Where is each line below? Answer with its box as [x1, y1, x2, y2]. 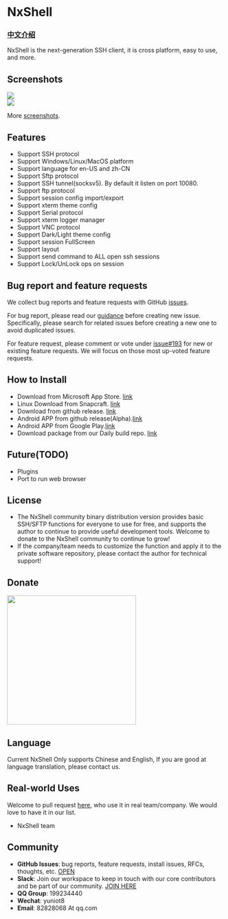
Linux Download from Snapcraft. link [16, 399, 121, 407]
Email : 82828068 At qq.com [16, 904, 98, 912]
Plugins [16, 467, 39, 476]
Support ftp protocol [16, 187, 76, 195]
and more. [7, 53, 36, 62]
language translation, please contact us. [7, 763, 121, 771]
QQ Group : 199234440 [16, 889, 83, 897]
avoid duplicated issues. [7, 325, 76, 334]
